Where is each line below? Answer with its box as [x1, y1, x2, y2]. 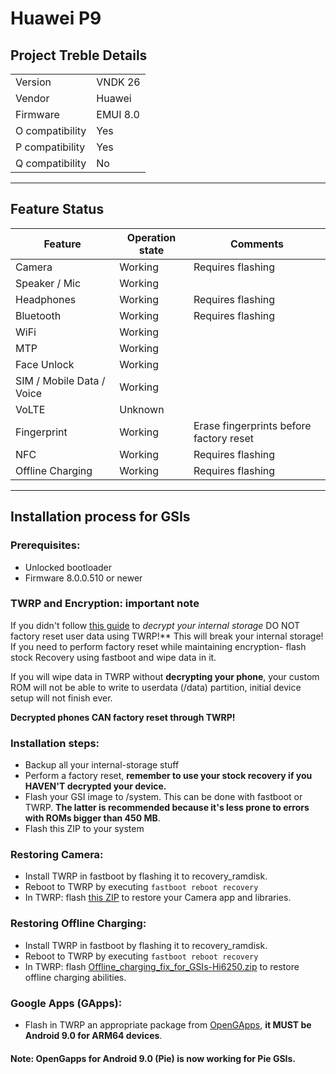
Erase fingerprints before [193, 418, 312, 432]
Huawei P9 [10, 7, 102, 30]
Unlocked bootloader [24, 561, 113, 573]
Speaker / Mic [15, 276, 82, 290]
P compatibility [15, 140, 86, 154]
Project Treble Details [10, 47, 148, 64]
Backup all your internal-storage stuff [24, 759, 180, 771]
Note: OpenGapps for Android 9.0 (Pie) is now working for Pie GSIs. [10, 1052, 297, 1064]
